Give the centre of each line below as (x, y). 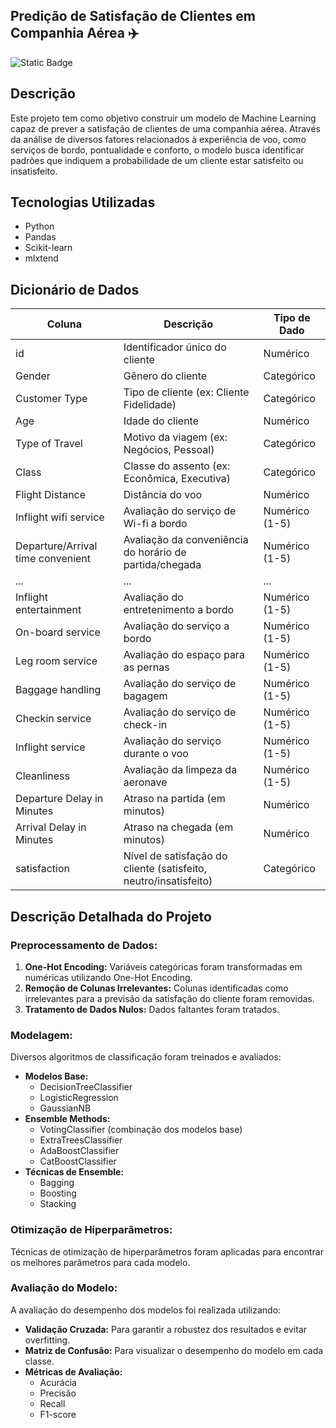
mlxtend (41, 258)
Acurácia (58, 1382)
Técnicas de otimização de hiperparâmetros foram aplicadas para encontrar (167, 1251)
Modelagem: (41, 1035)
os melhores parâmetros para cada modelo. (100, 1262)
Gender (33, 376)
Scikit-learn (48, 248)
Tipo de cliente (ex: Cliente (186, 392)
